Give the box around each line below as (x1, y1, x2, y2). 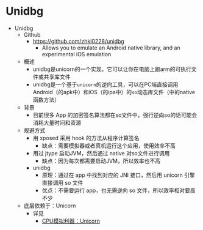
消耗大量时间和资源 (32, 119, 82, 126)
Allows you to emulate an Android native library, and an (41, 44, 180, 51)
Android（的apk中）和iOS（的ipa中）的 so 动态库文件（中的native (32, 88, 196, 95)
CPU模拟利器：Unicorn (41, 217, 101, 224)
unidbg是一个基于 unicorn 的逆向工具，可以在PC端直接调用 (32, 81, 179, 88)
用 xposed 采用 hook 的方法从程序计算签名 (32, 134, 140, 141)
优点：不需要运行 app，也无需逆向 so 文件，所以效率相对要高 (41, 187, 196, 194)
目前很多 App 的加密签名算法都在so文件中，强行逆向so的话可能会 (32, 111, 198, 119)
